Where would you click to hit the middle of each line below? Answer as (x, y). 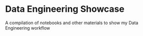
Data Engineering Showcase (65, 9)
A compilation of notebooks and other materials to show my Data (72, 23)
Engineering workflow (28, 28)
